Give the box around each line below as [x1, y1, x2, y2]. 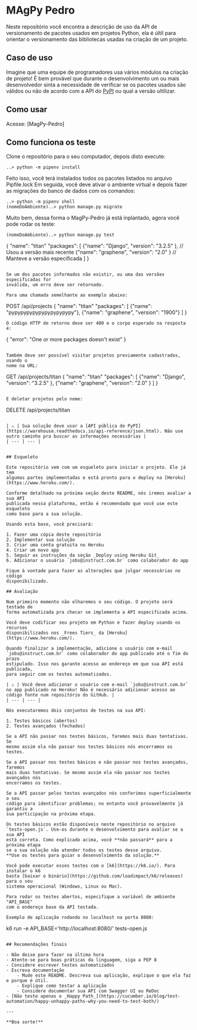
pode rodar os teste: [6, 221, 56, 228]
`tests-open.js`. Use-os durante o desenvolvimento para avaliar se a [6, 827, 183, 833]
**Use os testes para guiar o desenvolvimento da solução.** [6, 853, 160, 859]
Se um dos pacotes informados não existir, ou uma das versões [6, 271, 165, 278]
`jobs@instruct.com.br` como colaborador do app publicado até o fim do [6, 651, 189, 657]
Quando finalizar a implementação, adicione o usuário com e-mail [6, 646, 173, 652]
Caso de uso [6, 53, 53, 63]
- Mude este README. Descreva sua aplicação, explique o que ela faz [17, 973, 192, 979]
